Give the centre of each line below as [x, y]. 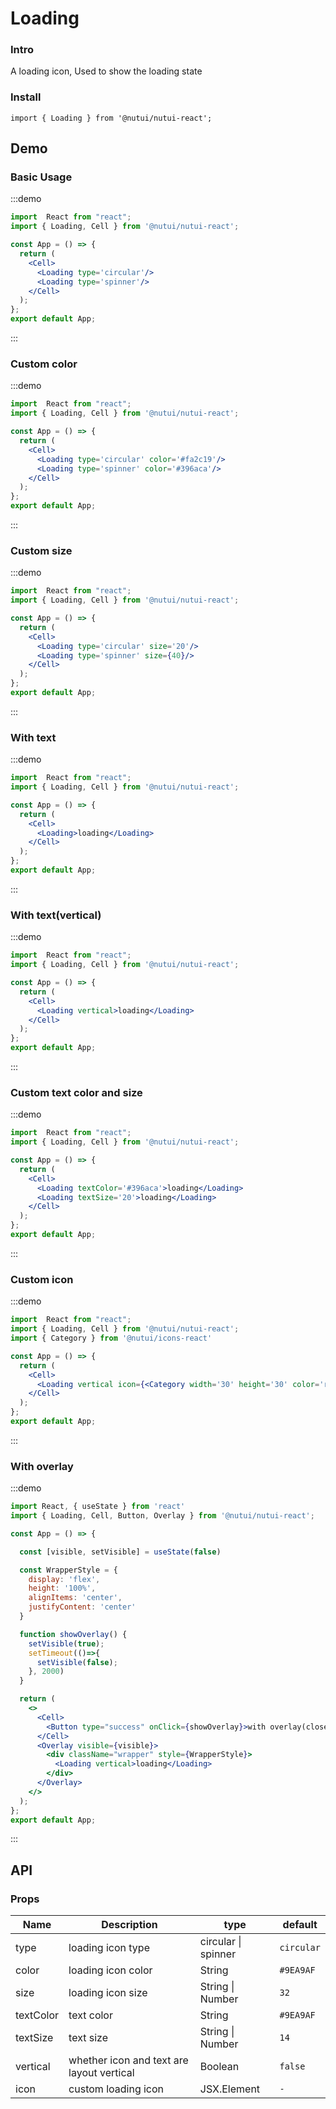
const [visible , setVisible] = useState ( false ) [120, 1552]
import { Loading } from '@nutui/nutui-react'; [111, 118]
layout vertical [101, 2073]
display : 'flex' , [64, 1579]
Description [129, 1925]
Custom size [41, 550]
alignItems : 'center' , [75, 1598]
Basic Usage [41, 177]
